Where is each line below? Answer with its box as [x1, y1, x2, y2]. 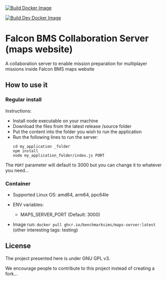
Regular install [5, 96, 42, 103]
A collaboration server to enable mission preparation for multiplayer [5, 60, 148, 67]
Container [5, 180, 31, 187]
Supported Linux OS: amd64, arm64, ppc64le [12, 191, 109, 198]
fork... [5, 270, 18, 276]
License [5, 242, 31, 250]
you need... [5, 167, 29, 174]
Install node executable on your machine [12, 118, 99, 124]
